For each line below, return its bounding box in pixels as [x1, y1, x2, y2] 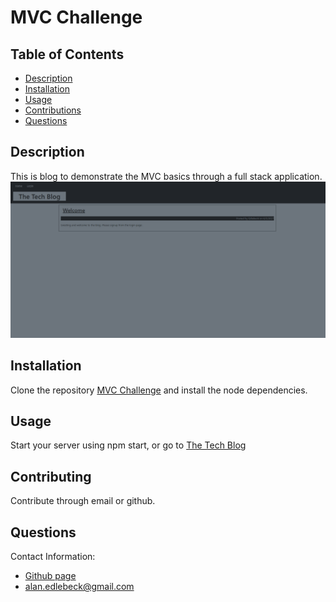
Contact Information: [10, 551, 96, 563]
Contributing [10, 468, 92, 485]
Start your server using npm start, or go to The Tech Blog [10, 439, 247, 451]
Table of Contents [10, 46, 125, 63]
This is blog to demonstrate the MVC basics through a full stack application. [10, 170, 323, 182]
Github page [24, 570, 77, 582]
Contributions [24, 104, 82, 116]
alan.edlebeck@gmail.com [24, 581, 135, 593]
